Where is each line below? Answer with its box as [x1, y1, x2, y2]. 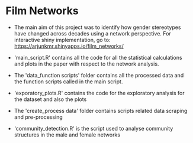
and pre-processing [14, 113, 63, 121]
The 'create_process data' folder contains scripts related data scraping [14, 107, 188, 114]
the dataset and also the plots [14, 96, 87, 103]
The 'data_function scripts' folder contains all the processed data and [14, 71, 184, 79]
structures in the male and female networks [14, 131, 121, 138]
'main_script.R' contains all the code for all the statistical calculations [14, 54, 182, 61]
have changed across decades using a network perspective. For [14, 30, 171, 37]
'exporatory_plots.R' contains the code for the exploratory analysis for [14, 89, 185, 96]
